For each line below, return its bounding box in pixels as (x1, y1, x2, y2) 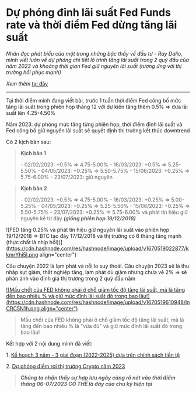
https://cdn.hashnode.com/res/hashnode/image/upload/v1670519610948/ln (8, 299, 190, 306)
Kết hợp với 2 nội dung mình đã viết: (6, 340, 93, 347)
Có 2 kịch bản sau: (6, 138, 51, 145)
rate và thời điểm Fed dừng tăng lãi (6, 18, 177, 32)
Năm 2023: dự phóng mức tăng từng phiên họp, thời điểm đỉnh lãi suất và (6, 121, 183, 128)
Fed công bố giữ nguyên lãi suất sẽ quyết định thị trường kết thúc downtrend (6, 127, 190, 134)
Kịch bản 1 (20, 149, 47, 156)
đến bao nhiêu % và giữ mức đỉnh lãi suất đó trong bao (6, 292, 138, 299)
